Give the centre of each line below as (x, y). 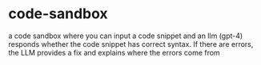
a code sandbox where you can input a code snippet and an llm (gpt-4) (126, 36)
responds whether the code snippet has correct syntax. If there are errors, (131, 44)
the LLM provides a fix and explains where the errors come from (114, 52)
